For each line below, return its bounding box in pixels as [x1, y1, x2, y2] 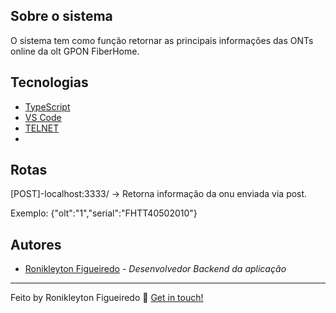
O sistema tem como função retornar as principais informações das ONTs [10, 34, 314, 46]
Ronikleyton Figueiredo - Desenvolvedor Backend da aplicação [24, 263, 287, 275]
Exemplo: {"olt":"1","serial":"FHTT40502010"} [10, 207, 198, 219]
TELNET [24, 122, 60, 134]
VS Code [24, 111, 62, 123]
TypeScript [24, 100, 71, 113]
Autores [10, 236, 62, 253]
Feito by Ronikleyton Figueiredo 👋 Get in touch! [10, 292, 204, 304]
